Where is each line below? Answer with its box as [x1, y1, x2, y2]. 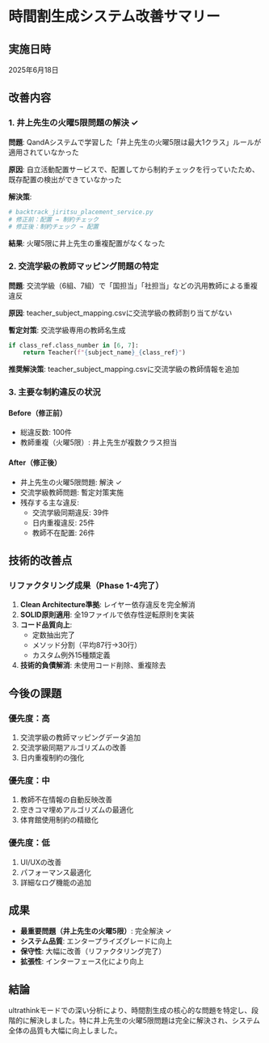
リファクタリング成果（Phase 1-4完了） [8, 580, 164, 591]
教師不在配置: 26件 [32, 527, 95, 538]
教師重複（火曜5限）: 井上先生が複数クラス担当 [19, 437, 178, 447]
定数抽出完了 [32, 630, 75, 640]
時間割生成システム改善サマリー [8, 7, 221, 26]
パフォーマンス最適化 [19, 867, 91, 877]
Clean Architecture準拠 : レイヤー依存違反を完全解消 [19, 600, 195, 610]
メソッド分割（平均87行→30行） [32, 640, 142, 650]
